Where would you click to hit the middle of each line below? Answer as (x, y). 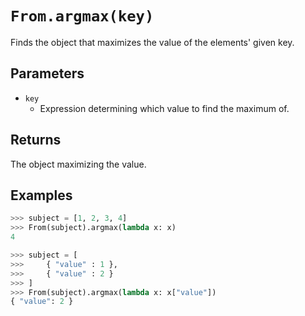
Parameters (47, 73)
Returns (36, 140)
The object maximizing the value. (78, 164)
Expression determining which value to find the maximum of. (164, 108)
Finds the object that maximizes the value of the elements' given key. (152, 42)
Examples (41, 195)
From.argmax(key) (82, 16)
